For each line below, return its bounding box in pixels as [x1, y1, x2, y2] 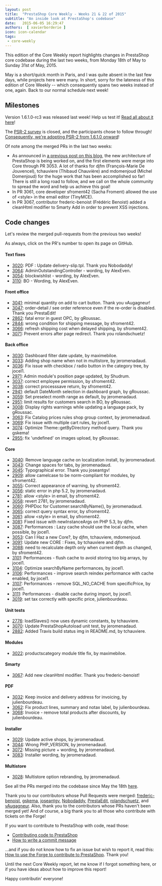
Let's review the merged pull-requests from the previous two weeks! [5, 231, 142, 237]
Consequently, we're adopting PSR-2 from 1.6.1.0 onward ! [5, 134, 120, 140]
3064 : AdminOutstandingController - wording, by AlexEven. [12, 267, 131, 273]
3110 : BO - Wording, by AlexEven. [12, 278, 79, 284]
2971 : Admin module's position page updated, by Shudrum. [12, 373, 130, 379]
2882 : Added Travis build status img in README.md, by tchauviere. [12, 628, 147, 634]
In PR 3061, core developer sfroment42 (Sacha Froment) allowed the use [12, 189, 157, 195]
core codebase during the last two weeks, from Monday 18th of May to [5, 57, 146, 63]
